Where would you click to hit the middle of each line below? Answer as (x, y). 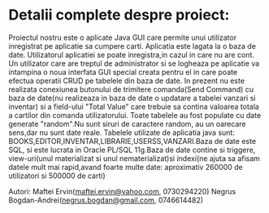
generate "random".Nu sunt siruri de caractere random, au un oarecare (127, 124)
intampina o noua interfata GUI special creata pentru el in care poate (123, 72)
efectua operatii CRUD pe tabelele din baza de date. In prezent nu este (127, 80)
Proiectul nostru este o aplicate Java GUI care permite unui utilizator (123, 37)
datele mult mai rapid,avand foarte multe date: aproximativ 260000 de (126, 167)
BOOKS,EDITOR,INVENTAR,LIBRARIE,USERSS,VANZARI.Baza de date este (132, 141)
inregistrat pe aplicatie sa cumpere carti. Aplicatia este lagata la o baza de (132, 46)
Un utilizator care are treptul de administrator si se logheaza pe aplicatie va (134, 63)
